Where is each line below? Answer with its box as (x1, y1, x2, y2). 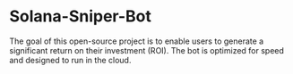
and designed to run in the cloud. (9, 54, 132, 65)
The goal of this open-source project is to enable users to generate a (9, 36, 264, 46)
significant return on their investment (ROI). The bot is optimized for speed (9, 45, 285, 55)
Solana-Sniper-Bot (9, 6, 152, 27)
